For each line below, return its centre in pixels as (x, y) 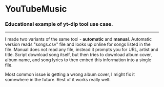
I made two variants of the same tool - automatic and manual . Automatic (79, 39)
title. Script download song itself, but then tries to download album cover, (79, 55)
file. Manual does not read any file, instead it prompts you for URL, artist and (82, 50)
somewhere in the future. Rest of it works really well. (58, 80)
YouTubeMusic (36, 9)
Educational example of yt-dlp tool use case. (59, 24)
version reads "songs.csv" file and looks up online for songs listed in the (78, 44)
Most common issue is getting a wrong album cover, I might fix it (70, 74)
